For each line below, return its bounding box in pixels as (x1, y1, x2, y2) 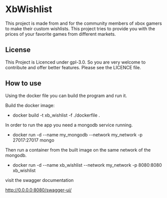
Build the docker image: (5, 102, 55, 108)
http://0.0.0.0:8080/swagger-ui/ (5, 187, 72, 193)
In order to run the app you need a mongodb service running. (5, 122, 133, 128)
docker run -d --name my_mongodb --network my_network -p (12, 131, 143, 137)
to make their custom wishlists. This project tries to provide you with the (5, 25, 155, 31)
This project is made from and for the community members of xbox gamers (5, 20, 162, 26)
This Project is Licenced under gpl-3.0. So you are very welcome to (5, 59, 146, 65)
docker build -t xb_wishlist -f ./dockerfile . (12, 112, 100, 118)
